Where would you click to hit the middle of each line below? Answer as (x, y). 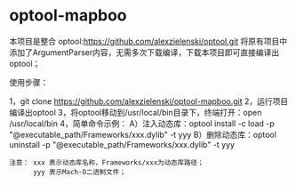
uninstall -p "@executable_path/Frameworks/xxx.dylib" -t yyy (122, 144)
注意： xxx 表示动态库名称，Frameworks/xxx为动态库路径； (107, 162)
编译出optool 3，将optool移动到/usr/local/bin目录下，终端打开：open (136, 112)
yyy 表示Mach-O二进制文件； (79, 172)
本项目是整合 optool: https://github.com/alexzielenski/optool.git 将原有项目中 (148, 41)
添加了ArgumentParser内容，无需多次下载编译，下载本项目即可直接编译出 (144, 52)
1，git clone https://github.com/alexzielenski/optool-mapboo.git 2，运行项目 (149, 101)
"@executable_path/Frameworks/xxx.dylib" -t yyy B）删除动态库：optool (143, 134)
